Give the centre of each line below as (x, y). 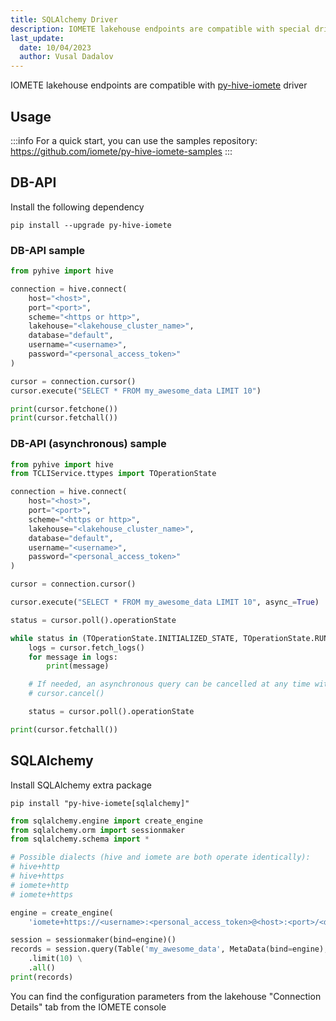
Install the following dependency (77, 207)
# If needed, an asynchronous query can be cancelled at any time (169, 684)
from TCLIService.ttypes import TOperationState (113, 474)
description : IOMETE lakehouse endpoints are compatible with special (160, 29)
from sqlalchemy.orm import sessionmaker (98, 830)
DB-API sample (48, 250)
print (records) (42, 977)
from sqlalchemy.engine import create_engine (106, 821)
